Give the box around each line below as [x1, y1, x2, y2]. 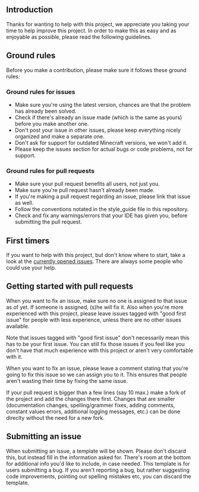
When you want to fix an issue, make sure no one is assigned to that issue [6, 297, 188, 304]
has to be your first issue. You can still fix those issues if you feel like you [6, 340, 185, 348]
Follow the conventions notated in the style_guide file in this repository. [14, 206, 189, 213]
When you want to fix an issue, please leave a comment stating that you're [6, 364, 189, 372]
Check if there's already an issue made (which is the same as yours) [14, 113, 182, 121]
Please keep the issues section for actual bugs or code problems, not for [14, 146, 193, 153]
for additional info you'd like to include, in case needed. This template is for [6, 460, 190, 467]
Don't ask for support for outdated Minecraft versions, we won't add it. [14, 139, 188, 146]
